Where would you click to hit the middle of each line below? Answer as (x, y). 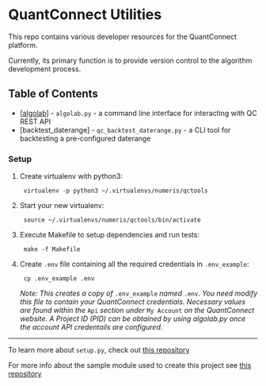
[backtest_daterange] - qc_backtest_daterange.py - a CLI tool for (125, 129)
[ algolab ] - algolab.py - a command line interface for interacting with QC (138, 113)
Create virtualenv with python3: (71, 176)
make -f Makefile (52, 249)
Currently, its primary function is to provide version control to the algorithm (130, 60)
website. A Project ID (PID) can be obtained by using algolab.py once (133, 318)
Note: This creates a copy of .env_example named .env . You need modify (139, 293)
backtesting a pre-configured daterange (85, 138)
